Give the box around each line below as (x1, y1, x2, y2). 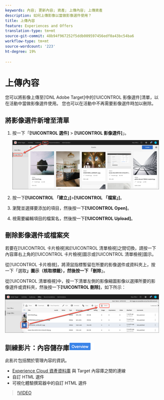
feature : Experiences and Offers (5, 23, 73, 28)
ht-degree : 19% (5, 49, 36, 54)
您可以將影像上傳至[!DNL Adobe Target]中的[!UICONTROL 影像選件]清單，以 (5, 94, 159, 100)
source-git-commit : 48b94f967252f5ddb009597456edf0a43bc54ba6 (5, 34, 134, 39)
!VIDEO (17, 390, 32, 396)
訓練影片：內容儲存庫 (5, 343, 69, 352)
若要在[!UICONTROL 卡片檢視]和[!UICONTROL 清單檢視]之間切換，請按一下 (5, 245, 157, 251)
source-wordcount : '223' (5, 44, 56, 49)
